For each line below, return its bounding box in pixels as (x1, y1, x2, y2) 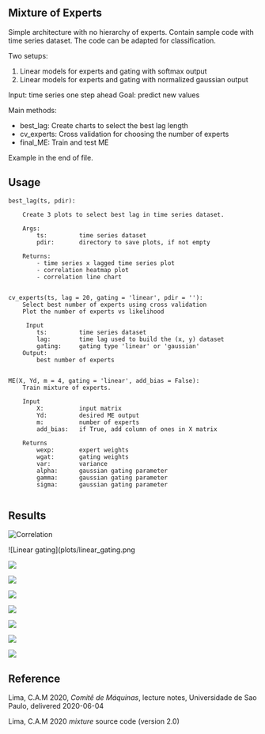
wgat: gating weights (36, 452, 129, 461)
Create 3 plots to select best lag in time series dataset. (22, 210, 225, 218)
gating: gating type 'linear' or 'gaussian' (36, 342, 200, 350)
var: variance (36, 460, 108, 467)
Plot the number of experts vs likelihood (22, 308, 165, 316)
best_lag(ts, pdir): (8, 197, 77, 205)
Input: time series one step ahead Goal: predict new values (8, 90, 200, 100)
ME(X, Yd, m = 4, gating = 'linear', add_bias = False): (8, 376, 200, 384)
